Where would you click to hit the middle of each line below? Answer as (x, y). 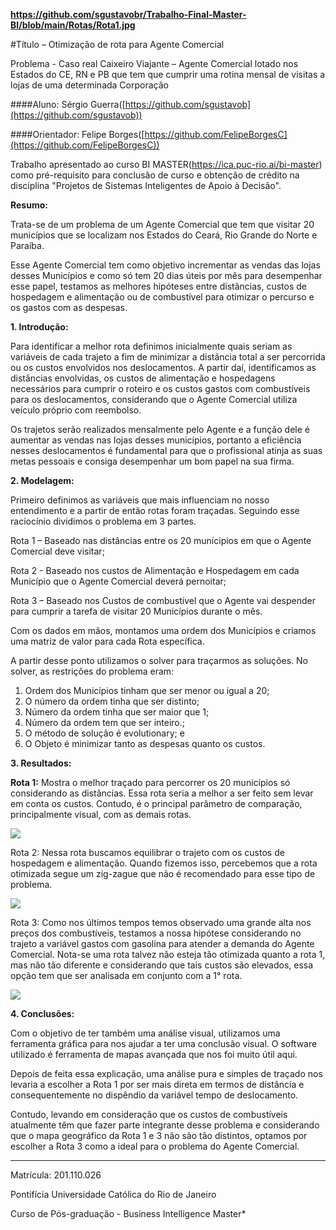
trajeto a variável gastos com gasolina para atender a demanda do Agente (162, 943)
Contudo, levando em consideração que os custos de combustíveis (149, 1114)
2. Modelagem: (42, 480)
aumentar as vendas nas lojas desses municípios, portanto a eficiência (156, 440)
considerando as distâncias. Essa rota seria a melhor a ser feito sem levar (162, 793)
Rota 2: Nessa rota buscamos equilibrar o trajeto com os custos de (147, 852)
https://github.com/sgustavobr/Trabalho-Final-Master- (128, 14)
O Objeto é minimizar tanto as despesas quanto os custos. (145, 743)
